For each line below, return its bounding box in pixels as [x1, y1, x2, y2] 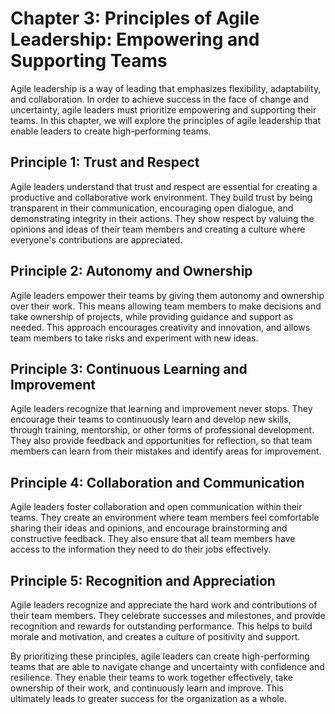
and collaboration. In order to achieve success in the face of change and [10, 93, 309, 105]
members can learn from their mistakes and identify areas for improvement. [10, 445, 322, 457]
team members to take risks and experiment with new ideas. [10, 332, 259, 344]
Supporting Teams [10, 50, 168, 72]
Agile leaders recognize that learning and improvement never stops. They [10, 403, 313, 415]
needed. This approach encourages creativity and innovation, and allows [10, 321, 311, 333]
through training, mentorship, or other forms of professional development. [10, 424, 315, 436]
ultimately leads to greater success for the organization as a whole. [10, 693, 287, 704]
